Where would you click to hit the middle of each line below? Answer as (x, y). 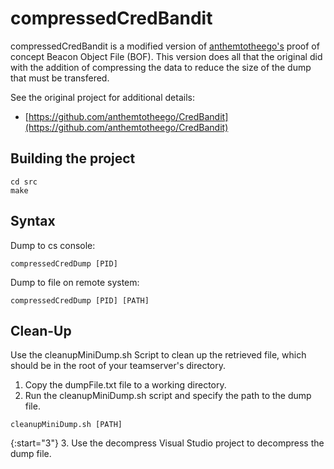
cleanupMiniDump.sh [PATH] (66, 425)
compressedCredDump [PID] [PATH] (80, 300)
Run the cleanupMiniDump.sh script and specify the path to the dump (168, 396)
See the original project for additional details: (102, 97)
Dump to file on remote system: (75, 282)
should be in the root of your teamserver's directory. (118, 366)
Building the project (73, 158)
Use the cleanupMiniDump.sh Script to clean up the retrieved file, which (158, 355)
